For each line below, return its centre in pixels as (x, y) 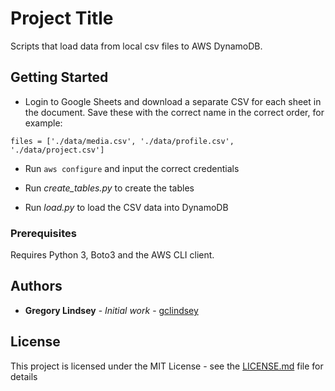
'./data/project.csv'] (57, 150)
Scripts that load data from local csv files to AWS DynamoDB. (136, 46)
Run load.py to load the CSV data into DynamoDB (126, 207)
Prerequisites (43, 233)
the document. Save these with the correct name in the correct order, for (174, 112)
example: (43, 123)
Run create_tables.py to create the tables (109, 188)
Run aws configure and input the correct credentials (132, 168)
